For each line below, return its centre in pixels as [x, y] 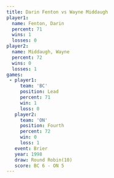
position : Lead [40, 92]
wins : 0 [22, 63]
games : [15, 75]
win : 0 [28, 137]
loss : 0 [30, 109]
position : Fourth [42, 126]
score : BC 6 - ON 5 [39, 166]
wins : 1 [22, 35]
